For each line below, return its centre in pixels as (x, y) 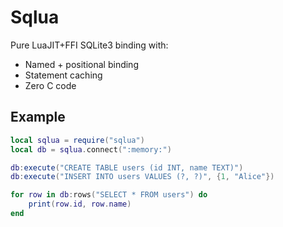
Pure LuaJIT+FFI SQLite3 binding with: (89, 45)
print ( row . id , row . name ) (80, 204)
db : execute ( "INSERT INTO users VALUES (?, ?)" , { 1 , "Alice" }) (142, 177)
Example (38, 117)
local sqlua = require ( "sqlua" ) (77, 140)
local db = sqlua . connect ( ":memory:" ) (91, 149)
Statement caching (63, 75)
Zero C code (50, 85)
